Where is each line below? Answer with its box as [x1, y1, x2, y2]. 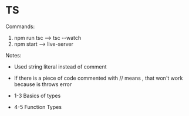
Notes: [5, 52, 22, 59]
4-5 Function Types [14, 103, 62, 110]
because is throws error [14, 80, 72, 88]
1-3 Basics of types [14, 92, 61, 99]
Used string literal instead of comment [14, 63, 107, 70]
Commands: [5, 23, 35, 30]
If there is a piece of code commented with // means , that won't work [14, 74, 183, 81]
